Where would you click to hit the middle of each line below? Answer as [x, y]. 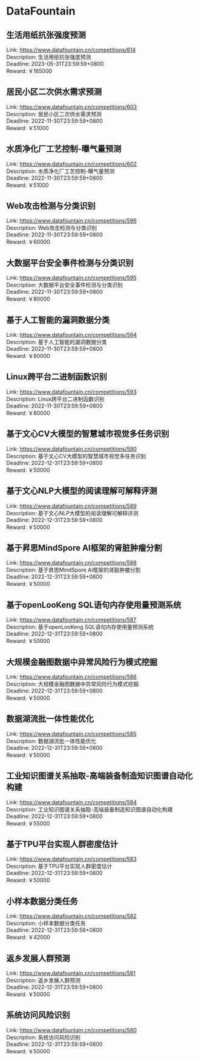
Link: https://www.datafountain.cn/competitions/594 [72, 335]
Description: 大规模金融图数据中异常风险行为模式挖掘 [73, 684]
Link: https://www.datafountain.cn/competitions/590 [72, 449]
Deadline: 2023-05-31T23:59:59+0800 [55, 64]
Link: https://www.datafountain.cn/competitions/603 [72, 106]
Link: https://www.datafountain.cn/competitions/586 [72, 677]
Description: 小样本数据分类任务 [46, 923]
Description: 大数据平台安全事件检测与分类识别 [64, 285]
